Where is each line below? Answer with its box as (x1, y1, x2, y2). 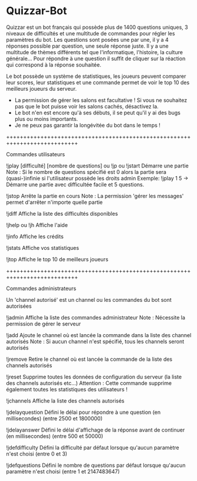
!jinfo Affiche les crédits (6, 233, 64, 240)
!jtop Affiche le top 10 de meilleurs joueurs (6, 255, 109, 263)
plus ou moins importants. (14, 115, 78, 122)
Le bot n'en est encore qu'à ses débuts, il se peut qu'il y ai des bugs (14, 109, 181, 116)
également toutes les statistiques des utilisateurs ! (6, 386, 128, 393)
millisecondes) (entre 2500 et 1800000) (6, 414, 103, 422)
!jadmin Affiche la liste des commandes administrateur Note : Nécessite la (6, 314, 186, 321)
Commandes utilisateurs (6, 150, 65, 157)
